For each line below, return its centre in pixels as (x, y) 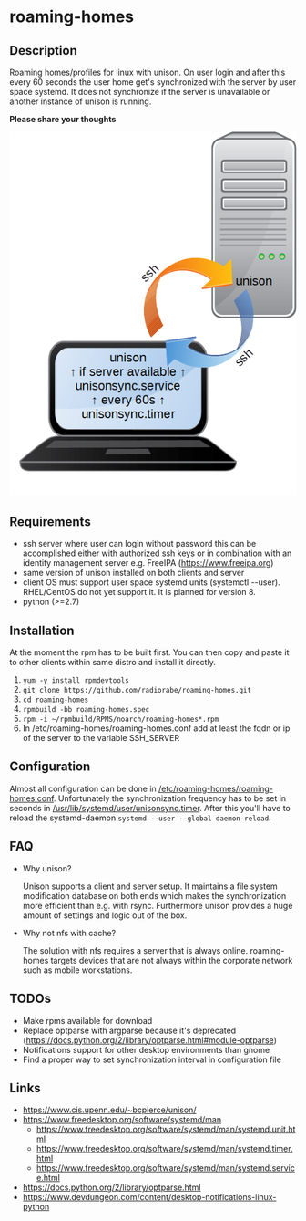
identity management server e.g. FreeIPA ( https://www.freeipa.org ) (148, 563)
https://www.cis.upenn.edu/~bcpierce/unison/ (109, 1110)
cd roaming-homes (56, 700)
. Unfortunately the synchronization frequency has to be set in (170, 798)
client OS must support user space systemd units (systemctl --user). (151, 582)
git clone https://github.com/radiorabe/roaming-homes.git (137, 691)
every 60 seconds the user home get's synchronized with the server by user (153, 82)
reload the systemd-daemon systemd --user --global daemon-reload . (140, 818)
